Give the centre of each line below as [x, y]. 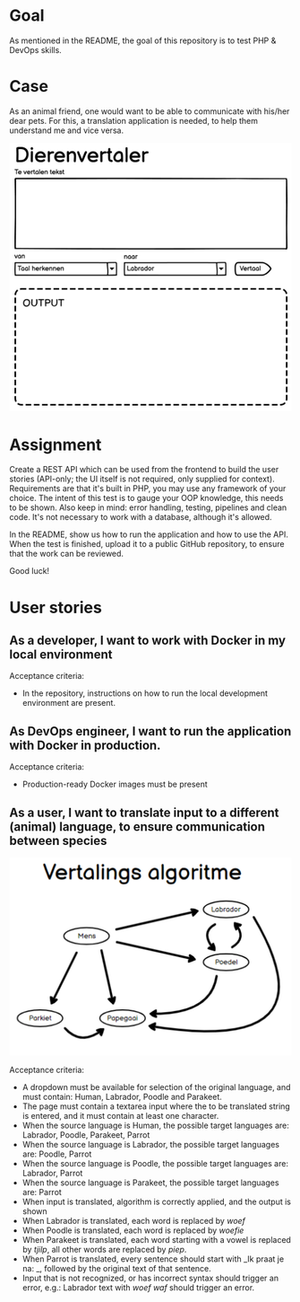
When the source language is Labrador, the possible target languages [151, 1145]
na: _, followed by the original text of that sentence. [117, 1269]
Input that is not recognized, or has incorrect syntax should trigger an [150, 1278]
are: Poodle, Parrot [57, 1154]
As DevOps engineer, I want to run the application [150, 731]
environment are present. [69, 703]
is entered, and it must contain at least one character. [120, 1116]
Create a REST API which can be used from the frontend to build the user [144, 470]
